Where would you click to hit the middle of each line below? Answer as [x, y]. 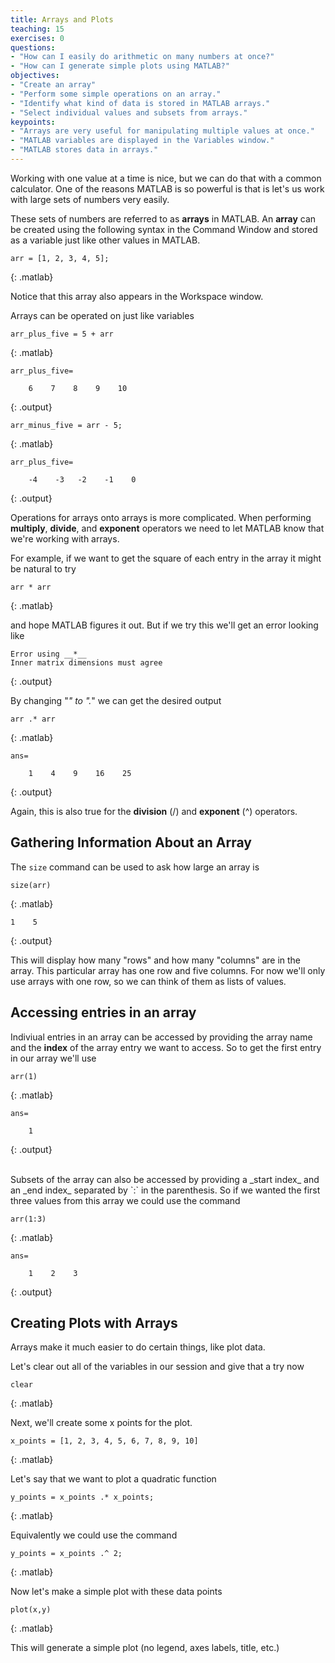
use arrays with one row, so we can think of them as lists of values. [148, 981]
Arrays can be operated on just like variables [102, 315]
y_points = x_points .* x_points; [82, 1497]
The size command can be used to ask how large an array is [135, 867]
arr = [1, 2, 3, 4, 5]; [60, 258]
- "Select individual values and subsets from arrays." [129, 112]
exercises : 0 [37, 38]
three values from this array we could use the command [125, 1200]
